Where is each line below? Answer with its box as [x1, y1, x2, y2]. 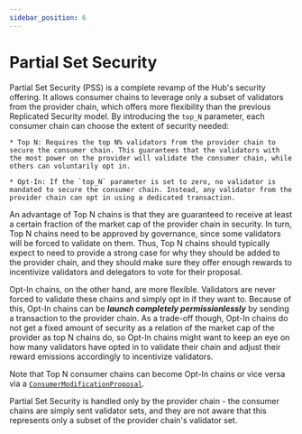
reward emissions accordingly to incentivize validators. [9, 351, 214, 362]
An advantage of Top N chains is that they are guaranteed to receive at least [9, 208, 293, 219]
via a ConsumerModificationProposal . [9, 378, 145, 389]
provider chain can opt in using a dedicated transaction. [9, 193, 236, 202]
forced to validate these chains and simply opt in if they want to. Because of [9, 293, 291, 304]
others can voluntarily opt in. [9, 162, 131, 171]
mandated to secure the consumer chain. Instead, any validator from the [9, 185, 293, 194]
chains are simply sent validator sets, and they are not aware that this [9, 405, 268, 416]
